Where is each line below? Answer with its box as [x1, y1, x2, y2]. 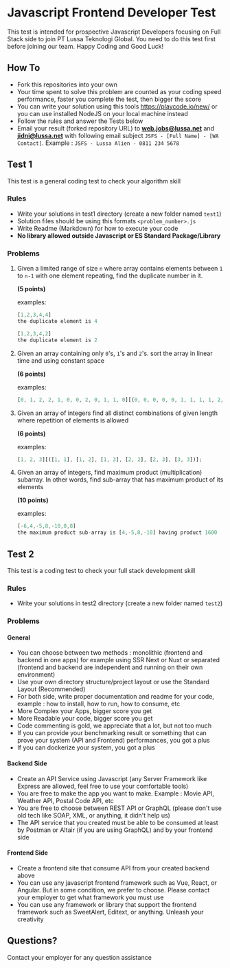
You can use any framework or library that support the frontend [16, 900, 197, 908]
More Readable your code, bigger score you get [16, 714, 153, 723]
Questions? [7, 935, 58, 947]
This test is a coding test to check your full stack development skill [7, 566, 196, 574]
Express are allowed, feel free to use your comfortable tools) [16, 782, 189, 790]
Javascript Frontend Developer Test [7, 5, 216, 21]
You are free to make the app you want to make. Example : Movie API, [16, 789, 215, 798]
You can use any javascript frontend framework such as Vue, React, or [16, 878, 218, 887]
